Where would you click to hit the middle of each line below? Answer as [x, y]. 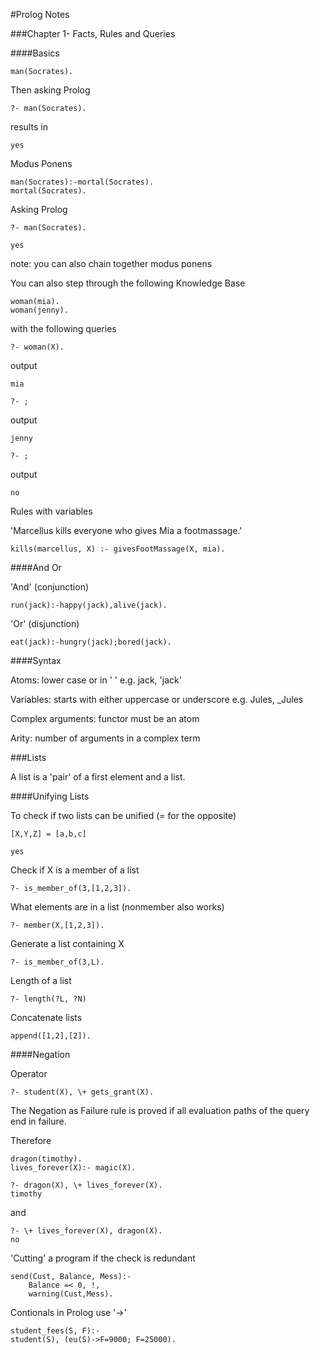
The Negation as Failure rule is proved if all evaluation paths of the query [160, 1110]
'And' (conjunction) [50, 587]
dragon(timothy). [46, 1159]
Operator [29, 1073]
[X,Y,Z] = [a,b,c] [48, 834]
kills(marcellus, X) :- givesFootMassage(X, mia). [118, 549]
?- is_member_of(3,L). [57, 962]
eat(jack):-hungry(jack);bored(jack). [91, 642]
